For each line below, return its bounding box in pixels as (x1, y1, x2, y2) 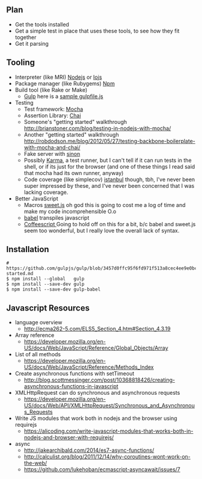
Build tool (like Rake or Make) (14, 86, 88, 93)
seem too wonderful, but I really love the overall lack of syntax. (23, 227, 180, 234)
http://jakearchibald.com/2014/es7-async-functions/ (23, 447, 155, 454)
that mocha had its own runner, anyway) (23, 169, 124, 176)
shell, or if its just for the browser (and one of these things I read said (23, 162, 195, 170)
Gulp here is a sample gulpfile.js (23, 93, 103, 100)
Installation (6, 244, 49, 255)
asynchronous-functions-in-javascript (23, 383, 118, 390)
